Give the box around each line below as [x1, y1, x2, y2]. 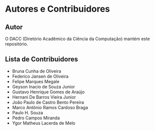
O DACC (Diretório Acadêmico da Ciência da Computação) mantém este [5, 36, 150, 42]
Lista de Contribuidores [5, 55, 78, 64]
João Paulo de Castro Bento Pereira [12, 99, 84, 105]
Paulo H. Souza [12, 109, 43, 115]
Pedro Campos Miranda [12, 115, 60, 121]
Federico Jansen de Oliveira [12, 73, 69, 79]
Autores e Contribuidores [5, 3, 110, 15]
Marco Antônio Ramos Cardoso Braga [12, 104, 88, 110]
